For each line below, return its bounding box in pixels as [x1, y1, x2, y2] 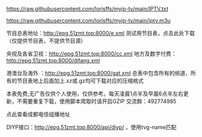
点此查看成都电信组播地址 [6, 111, 70, 118]
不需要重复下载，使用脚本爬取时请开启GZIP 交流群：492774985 [16, 97, 177, 105]
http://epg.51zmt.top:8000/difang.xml [6, 57, 100, 64]
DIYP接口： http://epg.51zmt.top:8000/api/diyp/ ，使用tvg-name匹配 [6, 124, 177, 130]
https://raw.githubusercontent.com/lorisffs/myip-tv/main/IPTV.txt [6, 5, 169, 12]
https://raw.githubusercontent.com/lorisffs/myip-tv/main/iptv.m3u [6, 17, 171, 24]
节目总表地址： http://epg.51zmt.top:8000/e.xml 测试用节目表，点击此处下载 [6, 30, 195, 37]
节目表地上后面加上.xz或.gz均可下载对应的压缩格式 [16, 77, 144, 84]
